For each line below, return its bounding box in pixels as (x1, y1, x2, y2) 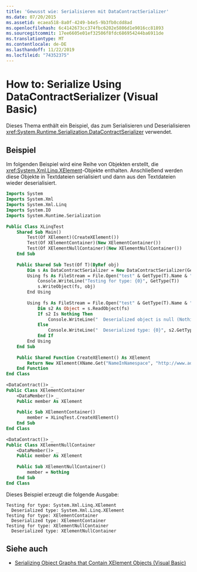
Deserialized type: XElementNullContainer (11, 528, 117, 534)
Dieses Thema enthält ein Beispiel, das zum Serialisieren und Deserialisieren (6, 122, 191, 129)
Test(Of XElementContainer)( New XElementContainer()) (27, 240, 161, 246)
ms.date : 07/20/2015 (6, 14, 57, 20)
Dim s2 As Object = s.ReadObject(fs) (37, 305, 130, 311)
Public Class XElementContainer (6, 387, 85, 393)
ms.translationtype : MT (6, 36, 64, 42)
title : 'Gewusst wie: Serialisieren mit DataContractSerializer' (6, 8, 169, 15)
